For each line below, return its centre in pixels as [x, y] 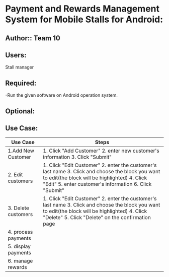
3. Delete [18, 208]
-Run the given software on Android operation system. [62, 95]
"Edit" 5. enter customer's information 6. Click [97, 184]
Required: [21, 83]
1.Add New [21, 151]
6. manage [20, 261]
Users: [16, 55]
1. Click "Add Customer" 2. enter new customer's [101, 151]
